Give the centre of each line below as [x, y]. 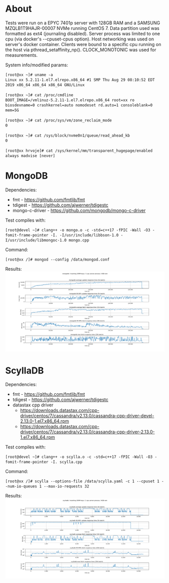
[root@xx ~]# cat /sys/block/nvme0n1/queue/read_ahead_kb [68, 135]
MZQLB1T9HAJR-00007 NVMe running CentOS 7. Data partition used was [82, 28]
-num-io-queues [21, 486]
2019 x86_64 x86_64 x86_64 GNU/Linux [45, 85]
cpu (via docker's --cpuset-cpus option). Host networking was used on [80, 39]
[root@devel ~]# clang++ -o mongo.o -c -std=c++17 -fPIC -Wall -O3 [78, 230]
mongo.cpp [79, 240]
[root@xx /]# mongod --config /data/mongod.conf [57, 259]
